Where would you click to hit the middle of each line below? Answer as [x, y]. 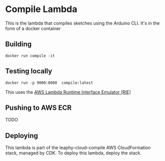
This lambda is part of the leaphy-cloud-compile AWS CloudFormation [78, 148]
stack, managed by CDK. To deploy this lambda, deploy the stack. [73, 153]
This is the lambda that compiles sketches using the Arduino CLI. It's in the [82, 23]
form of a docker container [33, 28]
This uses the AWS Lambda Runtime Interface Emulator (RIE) [68, 92]
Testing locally [29, 71]
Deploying [22, 136]
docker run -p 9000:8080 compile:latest [49, 83]
